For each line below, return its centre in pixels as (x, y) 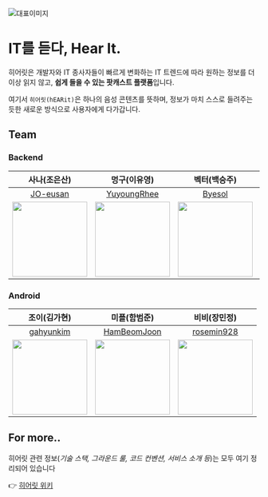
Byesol (215, 193)
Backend (26, 157)
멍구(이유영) (132, 180)
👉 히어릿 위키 (31, 485)
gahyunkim (50, 332)
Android (24, 296)
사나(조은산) (49, 180)
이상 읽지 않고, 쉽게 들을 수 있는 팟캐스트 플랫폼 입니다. (91, 82)
